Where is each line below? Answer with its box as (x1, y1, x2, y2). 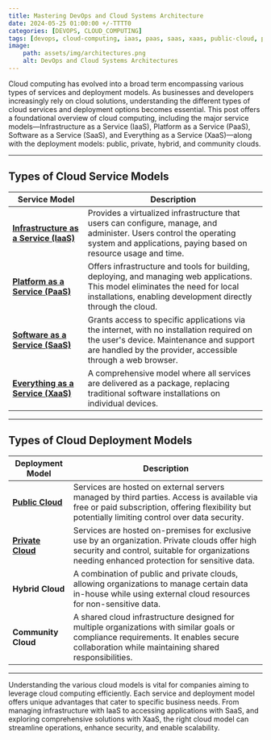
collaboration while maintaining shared (73, 642, 220, 653)
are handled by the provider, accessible (87, 344, 238, 355)
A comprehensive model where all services (87, 368, 252, 379)
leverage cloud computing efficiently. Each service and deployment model (8, 688, 256, 698)
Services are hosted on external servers (73, 481, 225, 493)
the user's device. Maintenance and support (87, 334, 256, 345)
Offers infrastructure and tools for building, (87, 260, 250, 272)
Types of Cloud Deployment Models (8, 434, 193, 447)
